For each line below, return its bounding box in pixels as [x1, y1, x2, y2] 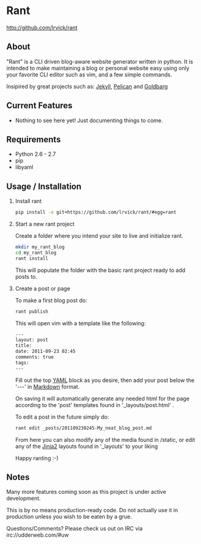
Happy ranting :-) [15, 454, 59, 461]
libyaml [15, 163, 33, 171]
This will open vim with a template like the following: [15, 319, 146, 327]
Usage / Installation [6, 181, 82, 191]
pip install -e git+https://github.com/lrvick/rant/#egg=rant [15, 209, 177, 216]
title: [15, 343, 32, 349]
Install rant [15, 197, 42, 205]
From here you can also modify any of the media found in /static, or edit [15, 436, 196, 443]
